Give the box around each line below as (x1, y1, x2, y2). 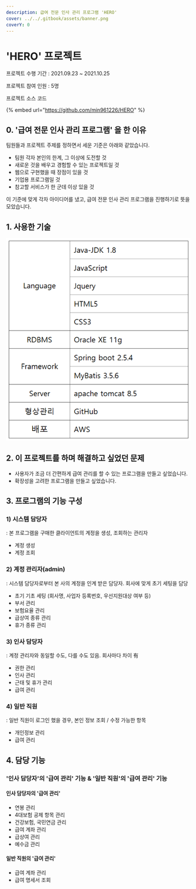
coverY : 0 (6, 22, 30, 28)
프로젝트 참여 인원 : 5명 (6, 83, 60, 90)
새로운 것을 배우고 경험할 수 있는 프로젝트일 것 (14, 162, 119, 169)
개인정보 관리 (14, 729, 45, 736)
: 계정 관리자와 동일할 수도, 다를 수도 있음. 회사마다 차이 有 (6, 652, 139, 659)
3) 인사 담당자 (6, 637, 43, 646)
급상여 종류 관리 (14, 614, 51, 621)
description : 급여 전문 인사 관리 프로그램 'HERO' (6, 9, 118, 15)
